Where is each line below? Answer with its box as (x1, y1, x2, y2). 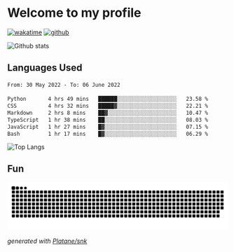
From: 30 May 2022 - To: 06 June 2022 (7, 81, 121, 88)
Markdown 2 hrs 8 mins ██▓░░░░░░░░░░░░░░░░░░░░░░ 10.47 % (7, 109, 209, 116)
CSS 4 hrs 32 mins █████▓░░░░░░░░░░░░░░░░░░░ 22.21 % (7, 102, 209, 109)
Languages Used (7, 62, 83, 74)
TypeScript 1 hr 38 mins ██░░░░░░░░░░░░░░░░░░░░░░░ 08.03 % (7, 116, 209, 123)
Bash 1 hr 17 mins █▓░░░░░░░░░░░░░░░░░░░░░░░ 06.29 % (7, 130, 209, 137)
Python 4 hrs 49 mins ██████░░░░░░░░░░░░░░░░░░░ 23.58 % (7, 95, 209, 102)
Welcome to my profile (7, 5, 142, 21)
